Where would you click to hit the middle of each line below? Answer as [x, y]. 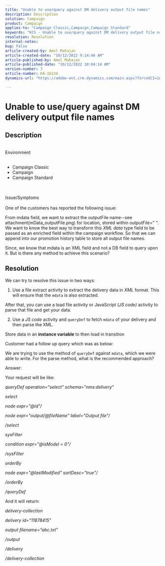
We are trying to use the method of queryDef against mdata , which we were [80, 353]
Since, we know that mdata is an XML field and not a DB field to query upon [82, 248]
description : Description [31, 14]
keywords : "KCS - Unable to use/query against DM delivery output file [80, 32]
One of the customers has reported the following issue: [61, 208]
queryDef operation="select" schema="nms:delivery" [60, 387]
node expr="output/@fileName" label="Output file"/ [58, 415]
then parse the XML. [33, 324]
